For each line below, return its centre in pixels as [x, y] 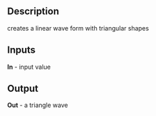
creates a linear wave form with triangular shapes [78, 28]
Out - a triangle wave [38, 105]
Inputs [22, 50]
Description [33, 11]
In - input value [29, 67]
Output [23, 89]
